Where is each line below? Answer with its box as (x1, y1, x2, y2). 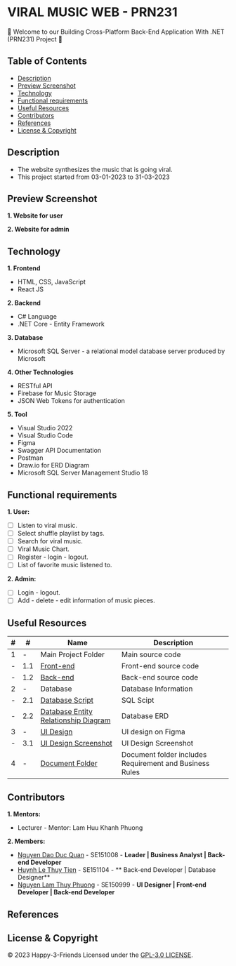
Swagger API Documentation (17, 446, 102, 455)
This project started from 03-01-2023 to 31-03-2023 (17, 173, 170, 181)
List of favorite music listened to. (17, 561, 112, 569)
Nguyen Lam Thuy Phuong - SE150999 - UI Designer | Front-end (17, 880, 207, 889)
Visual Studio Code (17, 431, 74, 439)
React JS (17, 285, 44, 293)
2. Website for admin (7, 225, 70, 234)
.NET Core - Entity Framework (17, 320, 105, 329)
